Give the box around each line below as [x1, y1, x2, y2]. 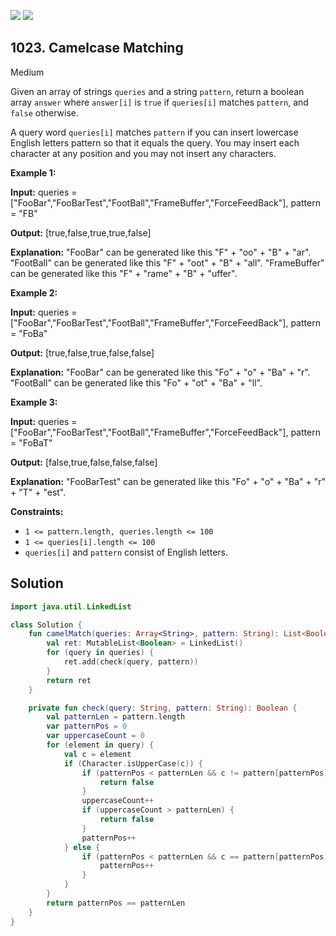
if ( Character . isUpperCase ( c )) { [63, 758, 203, 769]
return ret [46, 675, 92, 685]
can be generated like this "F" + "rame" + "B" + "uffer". [10, 267, 238, 279]
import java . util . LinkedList [10, 601, 132, 612]
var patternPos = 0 [46, 721, 128, 732]
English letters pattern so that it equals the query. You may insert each [10, 136, 300, 149]
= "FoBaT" [10, 436, 53, 449]
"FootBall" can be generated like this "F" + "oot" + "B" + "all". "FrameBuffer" [10, 256, 325, 269]
